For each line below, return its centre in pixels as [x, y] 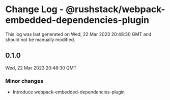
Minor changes [24, 81]
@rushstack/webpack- [115, 9]
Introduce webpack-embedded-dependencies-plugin [68, 92]
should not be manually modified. [40, 40]
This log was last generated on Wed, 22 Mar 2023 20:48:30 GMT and [78, 34]
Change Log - [35, 9]
